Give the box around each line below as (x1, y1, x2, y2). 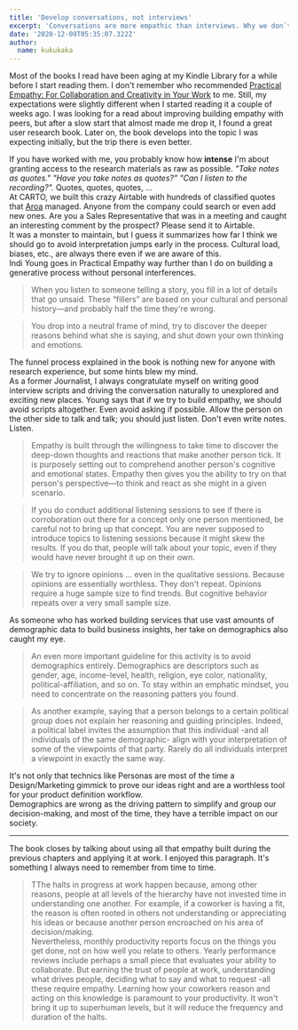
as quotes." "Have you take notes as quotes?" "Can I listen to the (9, 173, 248, 183)
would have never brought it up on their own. (30, 552, 195, 563)
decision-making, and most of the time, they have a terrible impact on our (9, 809, 278, 819)
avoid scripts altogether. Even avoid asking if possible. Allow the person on (9, 404, 283, 414)
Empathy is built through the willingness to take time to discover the (30, 440, 279, 451)
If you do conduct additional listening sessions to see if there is (30, 504, 262, 516)
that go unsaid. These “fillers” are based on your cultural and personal (30, 294, 288, 305)
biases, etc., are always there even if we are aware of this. (9, 248, 222, 259)
